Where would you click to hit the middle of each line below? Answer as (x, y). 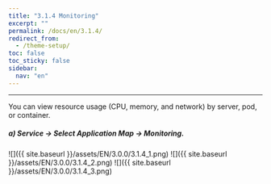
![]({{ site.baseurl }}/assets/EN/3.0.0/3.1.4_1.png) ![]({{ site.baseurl (118, 153)
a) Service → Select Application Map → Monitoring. (96, 133)
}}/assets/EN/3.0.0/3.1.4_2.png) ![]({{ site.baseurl (90, 162)
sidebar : (23, 69)
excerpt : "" (28, 23)
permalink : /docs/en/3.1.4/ (56, 31)
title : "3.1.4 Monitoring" (54, 16)
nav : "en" (32, 76)
